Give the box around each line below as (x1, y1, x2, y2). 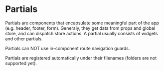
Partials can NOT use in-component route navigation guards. (5, 45, 130, 51)
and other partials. (5, 36, 43, 42)
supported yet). (5, 60, 37, 66)
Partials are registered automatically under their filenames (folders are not (5, 55, 157, 61)
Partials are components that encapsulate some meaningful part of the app (5, 20, 160, 26)
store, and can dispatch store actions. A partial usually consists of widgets (5, 30, 158, 36)
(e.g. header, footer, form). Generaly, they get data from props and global (5, 25, 156, 31)
